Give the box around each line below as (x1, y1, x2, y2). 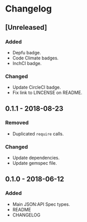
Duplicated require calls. (12, 130, 64, 136)
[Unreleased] (5, 23, 47, 32)
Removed (5, 119, 29, 126)
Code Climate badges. (12, 55, 59, 61)
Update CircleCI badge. (12, 84, 61, 91)
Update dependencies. (12, 155, 60, 161)
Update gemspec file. (12, 160, 57, 166)
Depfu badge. (12, 49, 41, 55)
